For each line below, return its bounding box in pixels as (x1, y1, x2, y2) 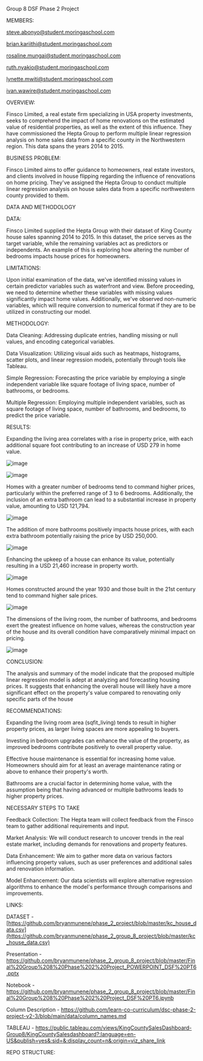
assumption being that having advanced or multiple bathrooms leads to (6, 786, 184, 793)
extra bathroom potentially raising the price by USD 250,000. (6, 532, 158, 539)
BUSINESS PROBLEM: (6, 154, 62, 161)
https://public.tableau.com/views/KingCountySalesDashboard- (35, 1024, 192, 1031)
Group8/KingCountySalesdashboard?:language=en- (6, 1031, 136, 1037)
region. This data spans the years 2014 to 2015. (6, 143, 124, 150)
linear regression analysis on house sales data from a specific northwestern (6, 186, 195, 192)
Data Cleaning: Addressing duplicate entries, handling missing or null (6, 332, 178, 339)
